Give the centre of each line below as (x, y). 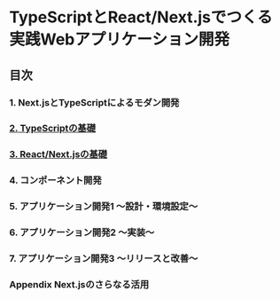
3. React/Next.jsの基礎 (58, 154)
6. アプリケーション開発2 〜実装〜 (82, 232)
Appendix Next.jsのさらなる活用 (79, 284)
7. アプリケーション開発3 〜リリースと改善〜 (104, 259)
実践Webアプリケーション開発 (120, 39)
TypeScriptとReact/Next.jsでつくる (141, 17)
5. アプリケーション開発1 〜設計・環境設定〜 (104, 207)
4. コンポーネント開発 (55, 180)
